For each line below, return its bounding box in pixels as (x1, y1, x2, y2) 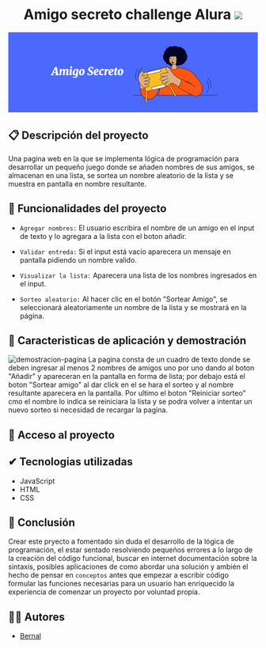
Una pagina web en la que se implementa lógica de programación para (8, 153, 239, 163)
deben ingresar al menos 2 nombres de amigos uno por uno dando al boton (8, 363, 255, 373)
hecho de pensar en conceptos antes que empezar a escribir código (8, 570, 230, 580)
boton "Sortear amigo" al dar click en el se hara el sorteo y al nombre (8, 380, 234, 389)
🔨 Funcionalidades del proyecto (8, 202, 167, 215)
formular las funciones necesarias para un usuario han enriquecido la (8, 579, 235, 589)
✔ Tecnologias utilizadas (8, 455, 133, 468)
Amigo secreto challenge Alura (23, 6, 232, 24)
